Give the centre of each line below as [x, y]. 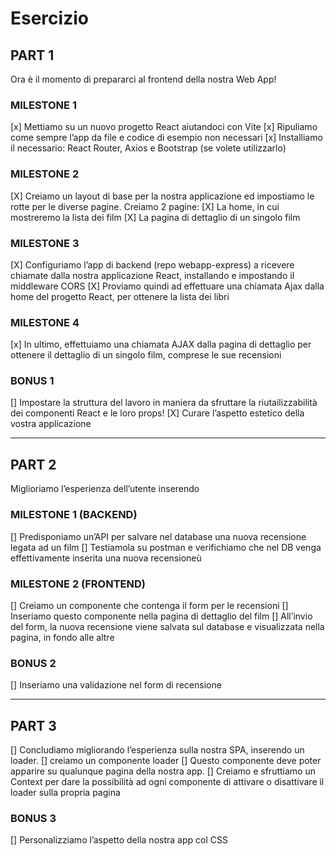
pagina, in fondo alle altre [62, 637]
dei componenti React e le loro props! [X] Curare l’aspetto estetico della [157, 413]
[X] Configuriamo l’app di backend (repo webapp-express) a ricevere [152, 264]
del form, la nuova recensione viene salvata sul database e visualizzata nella [167, 626]
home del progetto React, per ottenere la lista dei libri [120, 296]
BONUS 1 [32, 381]
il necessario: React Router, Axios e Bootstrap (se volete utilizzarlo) [148, 148]
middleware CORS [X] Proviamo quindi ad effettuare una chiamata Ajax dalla [167, 286]
